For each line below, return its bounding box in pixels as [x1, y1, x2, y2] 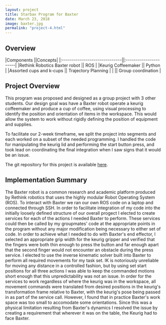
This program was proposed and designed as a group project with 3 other [5, 95, 156, 101]
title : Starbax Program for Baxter [5, 12, 79, 17]
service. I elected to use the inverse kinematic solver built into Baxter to [5, 252, 151, 258]
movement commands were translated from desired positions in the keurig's [5, 283, 161, 289]
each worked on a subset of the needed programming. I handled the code [5, 136, 156, 142]
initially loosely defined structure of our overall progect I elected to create [5, 210, 155, 216]
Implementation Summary [5, 176, 88, 185]
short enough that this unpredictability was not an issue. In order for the [5, 273, 152, 279]
